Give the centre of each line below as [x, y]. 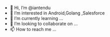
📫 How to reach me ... [33, 29]
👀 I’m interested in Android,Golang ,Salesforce [57, 13]
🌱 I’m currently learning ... [36, 18]
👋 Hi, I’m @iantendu [30, 8]
